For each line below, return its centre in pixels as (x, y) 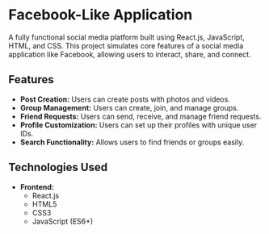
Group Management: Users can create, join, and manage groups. (129, 107)
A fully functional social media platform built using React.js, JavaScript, (126, 37)
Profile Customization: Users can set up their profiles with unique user (139, 125)
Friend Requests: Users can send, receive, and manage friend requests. (141, 116)
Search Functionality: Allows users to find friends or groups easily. (132, 142)
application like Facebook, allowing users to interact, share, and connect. (130, 54)
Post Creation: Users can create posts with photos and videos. (125, 99)
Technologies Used (58, 167)
